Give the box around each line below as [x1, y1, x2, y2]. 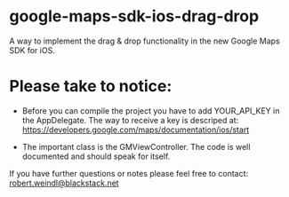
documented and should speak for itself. [21, 151, 171, 162]
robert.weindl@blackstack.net [9, 177, 119, 188]
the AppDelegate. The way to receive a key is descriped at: [21, 114, 239, 125]
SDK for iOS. [9, 44, 55, 55]
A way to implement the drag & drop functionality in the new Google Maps [9, 35, 280, 46]
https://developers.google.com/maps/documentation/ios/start [21, 124, 250, 135]
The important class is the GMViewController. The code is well [21, 141, 251, 152]
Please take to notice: [9, 76, 173, 97]
